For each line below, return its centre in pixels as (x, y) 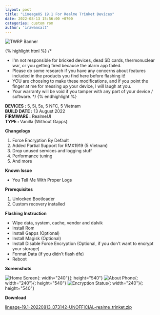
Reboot (19, 259)
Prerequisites (19, 189)
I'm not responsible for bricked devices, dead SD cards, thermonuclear (83, 60)
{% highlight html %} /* (29, 51)
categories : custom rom (29, 23)
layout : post (18, 9)
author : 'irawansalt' (27, 28)
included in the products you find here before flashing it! (69, 76)
